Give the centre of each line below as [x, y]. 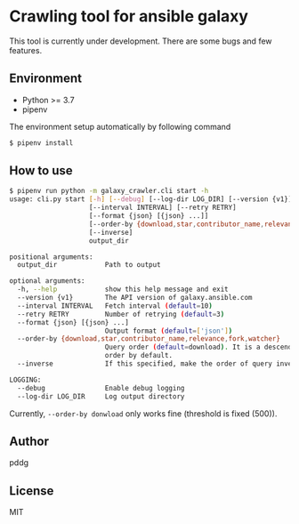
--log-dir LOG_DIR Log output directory [101, 396]
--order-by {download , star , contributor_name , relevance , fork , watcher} [149, 339]
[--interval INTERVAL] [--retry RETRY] [163, 208]
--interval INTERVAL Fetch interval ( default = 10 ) [115, 306]
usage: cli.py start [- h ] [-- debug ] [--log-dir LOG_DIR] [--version [139, 199]
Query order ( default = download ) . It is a [182, 347]
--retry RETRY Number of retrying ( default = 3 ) [121, 314]
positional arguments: [51, 257]
